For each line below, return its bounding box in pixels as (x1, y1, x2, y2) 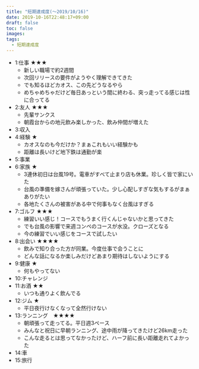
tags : (6, 36, 20, 42)
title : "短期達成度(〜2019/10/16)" (6, 8, 89, 15)
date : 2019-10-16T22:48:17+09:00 (6, 14, 89, 20)
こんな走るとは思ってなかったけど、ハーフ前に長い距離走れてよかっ (23, 334, 189, 341)
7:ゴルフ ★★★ (14, 208, 53, 215)
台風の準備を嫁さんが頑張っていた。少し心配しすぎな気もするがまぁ (23, 185, 190, 192)
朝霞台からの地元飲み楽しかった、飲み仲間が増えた (23, 118, 149, 126)
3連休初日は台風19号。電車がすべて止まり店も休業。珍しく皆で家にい (23, 170, 194, 177)
